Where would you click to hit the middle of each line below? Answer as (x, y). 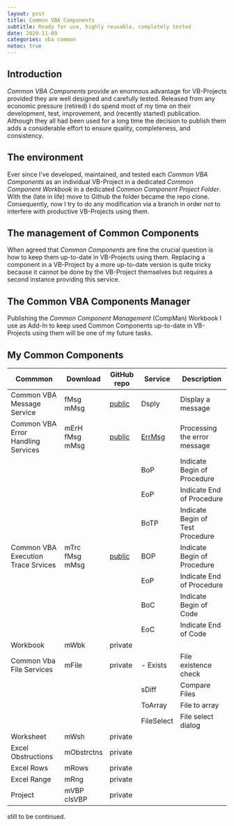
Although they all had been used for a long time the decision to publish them (117, 121)
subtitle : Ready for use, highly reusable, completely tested (99, 26)
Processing (198, 428)
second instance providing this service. (64, 280)
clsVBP (76, 800)
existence (196, 665)
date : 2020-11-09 (32, 33)
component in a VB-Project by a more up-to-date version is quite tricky (109, 265)
